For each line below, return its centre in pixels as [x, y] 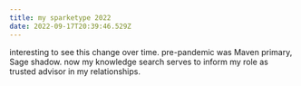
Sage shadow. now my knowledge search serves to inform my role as [139, 62]
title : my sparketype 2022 [60, 18]
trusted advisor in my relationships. [75, 71]
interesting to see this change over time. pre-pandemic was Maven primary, [151, 52]
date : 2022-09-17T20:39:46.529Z [70, 26]
